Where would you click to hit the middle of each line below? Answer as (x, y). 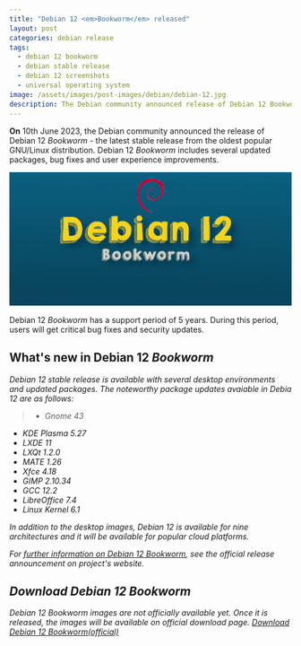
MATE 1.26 (42, 461)
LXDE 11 (37, 442)
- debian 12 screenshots (64, 76)
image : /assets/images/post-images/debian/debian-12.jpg (118, 94)
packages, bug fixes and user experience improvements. (114, 159)
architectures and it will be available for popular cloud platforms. (129, 536)
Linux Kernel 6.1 (51, 509)
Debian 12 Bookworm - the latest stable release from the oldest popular (141, 140)
